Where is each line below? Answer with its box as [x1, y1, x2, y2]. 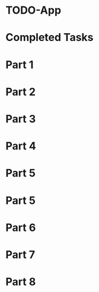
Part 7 [5, 247, 36, 261]
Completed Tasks [5, 31, 94, 45]
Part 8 [5, 275, 36, 288]
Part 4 [5, 139, 36, 153]
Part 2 [5, 85, 36, 99]
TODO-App [5, 4, 62, 17]
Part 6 [5, 221, 36, 234]
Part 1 [5, 58, 34, 71]
